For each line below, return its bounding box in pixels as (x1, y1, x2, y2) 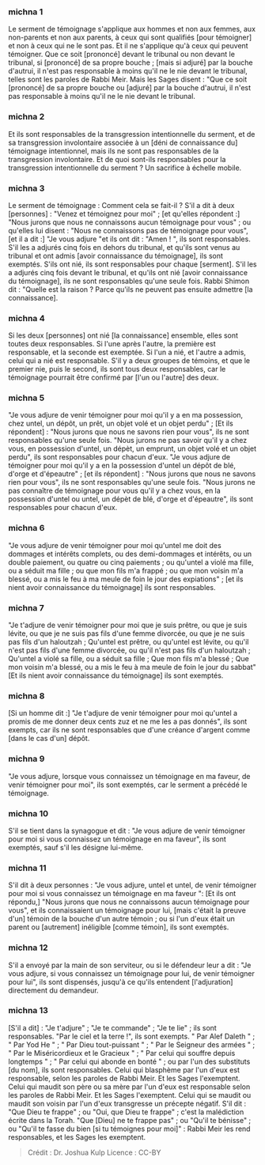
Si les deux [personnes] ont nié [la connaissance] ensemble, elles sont (8, 331, 239, 340)
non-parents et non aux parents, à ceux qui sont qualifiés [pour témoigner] (8, 32, 252, 42)
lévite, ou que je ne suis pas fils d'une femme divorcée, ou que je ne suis (8, 629, 245, 638)
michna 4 (8, 312, 45, 323)
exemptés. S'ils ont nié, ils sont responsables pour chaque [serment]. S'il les (8, 259, 257, 269)
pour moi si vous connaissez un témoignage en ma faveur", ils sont (8, 834, 227, 844)
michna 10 (8, 808, 49, 819)
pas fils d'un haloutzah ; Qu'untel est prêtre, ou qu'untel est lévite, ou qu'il (8, 637, 249, 647)
